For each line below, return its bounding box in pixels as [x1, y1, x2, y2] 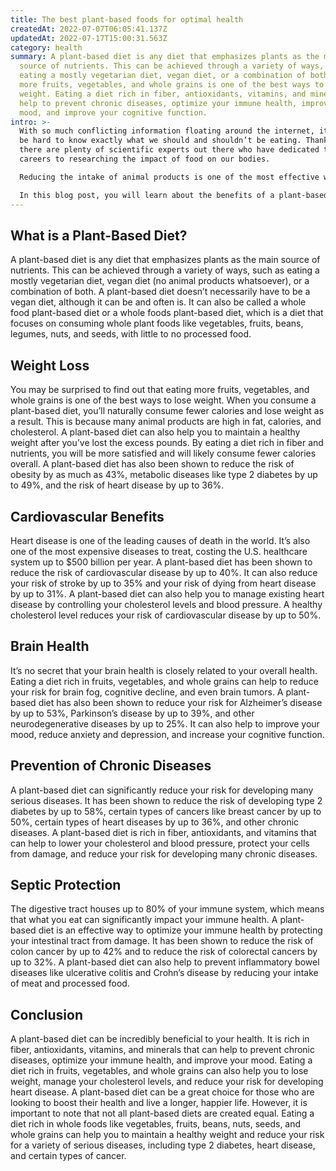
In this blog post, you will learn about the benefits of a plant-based [19, 190, 329, 200]
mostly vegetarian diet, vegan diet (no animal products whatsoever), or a [10, 275, 310, 287]
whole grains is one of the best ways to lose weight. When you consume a [10, 394, 317, 406]
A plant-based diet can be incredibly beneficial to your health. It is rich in [10, 1033, 310, 1045]
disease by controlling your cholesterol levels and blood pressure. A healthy [10, 598, 323, 610]
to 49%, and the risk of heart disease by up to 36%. [10, 479, 225, 491]
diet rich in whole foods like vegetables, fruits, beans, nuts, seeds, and [10, 1118, 302, 1130]
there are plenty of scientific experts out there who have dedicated [19, 145, 320, 155]
